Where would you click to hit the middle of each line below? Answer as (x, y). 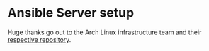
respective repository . (39, 39)
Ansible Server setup (71, 13)
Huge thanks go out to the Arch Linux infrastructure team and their (104, 32)
